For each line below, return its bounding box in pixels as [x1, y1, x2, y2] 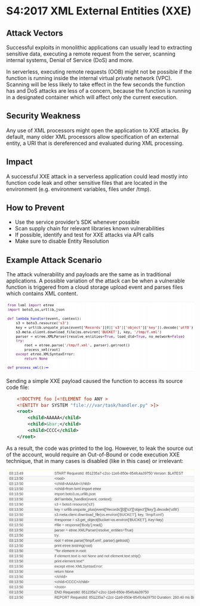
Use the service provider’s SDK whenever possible [14, 218, 140, 226]
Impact [6, 157, 33, 167]
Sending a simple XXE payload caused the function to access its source [6, 377, 183, 384]
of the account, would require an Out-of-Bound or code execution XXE [6, 450, 180, 458]
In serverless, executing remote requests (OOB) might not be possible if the [6, 68, 192, 75]
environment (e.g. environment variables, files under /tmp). [6, 185, 151, 193]
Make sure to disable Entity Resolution [14, 237, 109, 245]
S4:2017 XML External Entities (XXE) [6, 4, 192, 18]
